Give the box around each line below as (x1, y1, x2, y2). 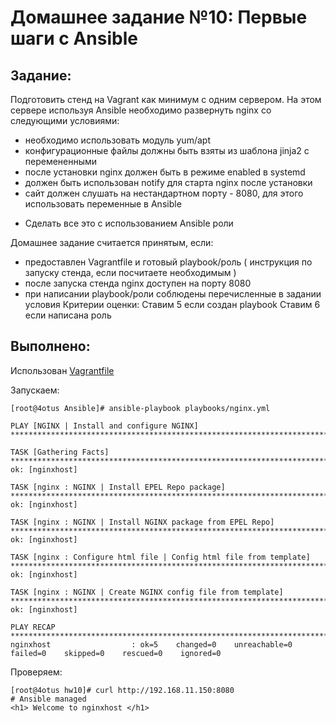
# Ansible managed (10, 694, 87, 704)
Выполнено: (10, 338, 91, 355)
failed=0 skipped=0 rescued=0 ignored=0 (10, 648, 222, 658)
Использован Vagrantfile (10, 364, 115, 376)
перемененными (24, 156, 98, 167)
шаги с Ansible (10, 27, 138, 50)
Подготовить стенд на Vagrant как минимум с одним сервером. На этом (10, 94, 322, 105)
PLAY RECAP (10, 622, 56, 632)
